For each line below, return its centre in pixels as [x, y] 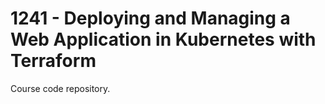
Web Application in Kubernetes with [163, 39]
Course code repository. [60, 88]
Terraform [53, 61]
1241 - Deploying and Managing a [150, 18]
